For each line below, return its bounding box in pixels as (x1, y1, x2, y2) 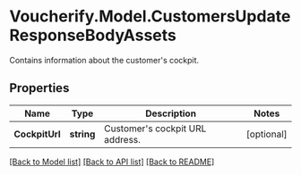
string (69, 128, 96, 140)
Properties (9, 80, 70, 96)
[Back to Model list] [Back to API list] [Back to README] (9, 156, 215, 167)
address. (104, 133, 142, 146)
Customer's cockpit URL (104, 122, 207, 135)
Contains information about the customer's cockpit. (9, 54, 200, 65)
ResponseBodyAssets (9, 25, 176, 46)
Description (144, 107, 197, 120)
